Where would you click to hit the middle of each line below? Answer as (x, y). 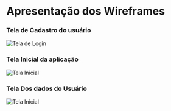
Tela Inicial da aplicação (43, 59)
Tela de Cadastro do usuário (49, 30)
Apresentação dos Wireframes (86, 11)
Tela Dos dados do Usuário (47, 88)
